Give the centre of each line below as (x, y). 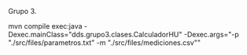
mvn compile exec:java (45, 26)
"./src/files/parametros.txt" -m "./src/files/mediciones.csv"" (105, 43)
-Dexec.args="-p (212, 34)
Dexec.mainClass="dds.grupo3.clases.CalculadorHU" (95, 34)
